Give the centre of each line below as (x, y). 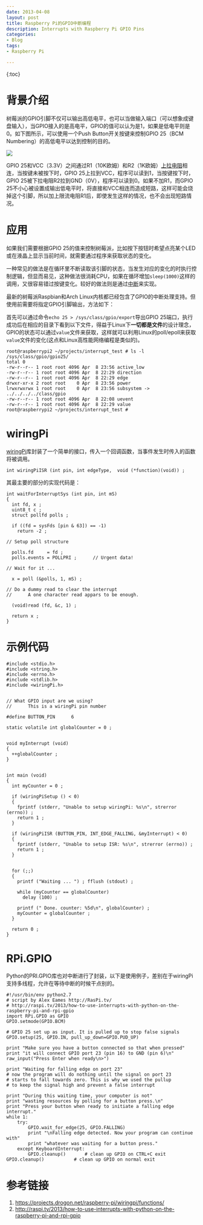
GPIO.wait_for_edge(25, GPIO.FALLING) (77, 1128)
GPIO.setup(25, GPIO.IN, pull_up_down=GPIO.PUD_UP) (72, 1038)
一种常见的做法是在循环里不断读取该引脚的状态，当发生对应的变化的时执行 (99, 268)
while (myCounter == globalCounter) (63, 892)
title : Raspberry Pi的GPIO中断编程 (49, 23)
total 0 (16, 362)
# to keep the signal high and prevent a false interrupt (81, 1085)
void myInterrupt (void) (37, 743)
